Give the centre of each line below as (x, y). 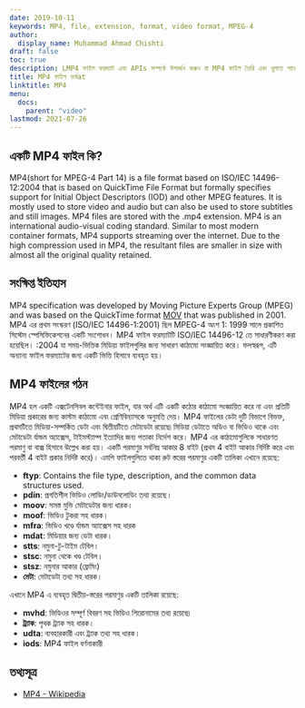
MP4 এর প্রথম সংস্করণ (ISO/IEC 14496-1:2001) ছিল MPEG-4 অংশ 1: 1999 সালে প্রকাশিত (147, 324)
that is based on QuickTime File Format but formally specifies (157, 187)
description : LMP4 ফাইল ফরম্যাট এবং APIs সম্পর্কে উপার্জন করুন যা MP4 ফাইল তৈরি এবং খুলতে (147, 69)
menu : (20, 93)
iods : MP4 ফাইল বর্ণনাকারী (62, 643)
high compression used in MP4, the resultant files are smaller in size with (146, 245)
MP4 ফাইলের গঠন (49, 384)
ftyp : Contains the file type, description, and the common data (139, 475)
